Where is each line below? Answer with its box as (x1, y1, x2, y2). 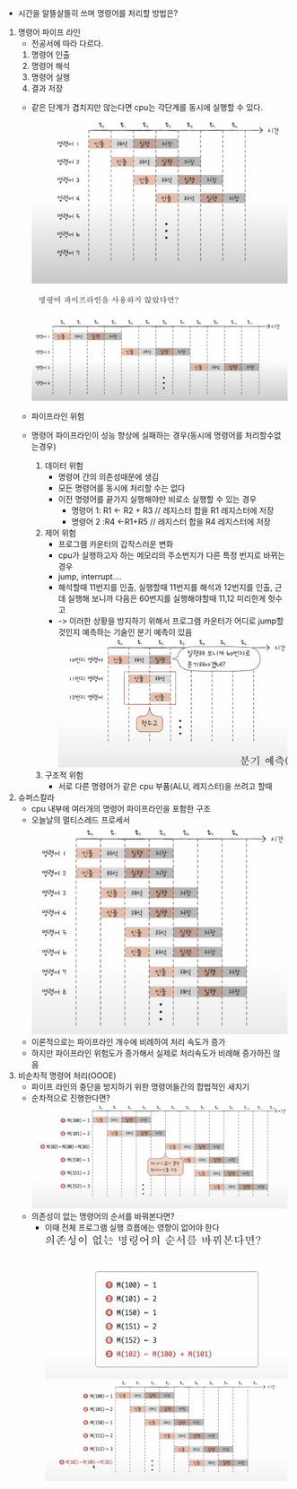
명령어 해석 (31, 61, 70, 71)
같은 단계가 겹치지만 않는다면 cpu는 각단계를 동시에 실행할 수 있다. (31, 102, 263, 112)
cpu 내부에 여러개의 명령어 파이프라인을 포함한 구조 (31, 804, 211, 814)
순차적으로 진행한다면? (31, 1093, 110, 1103)
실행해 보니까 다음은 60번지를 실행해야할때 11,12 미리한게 (67, 593, 266, 604)
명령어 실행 (31, 72, 70, 83)
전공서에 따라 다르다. (31, 39, 104, 48)
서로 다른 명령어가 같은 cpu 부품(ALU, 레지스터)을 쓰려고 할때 (57, 781, 273, 792)
